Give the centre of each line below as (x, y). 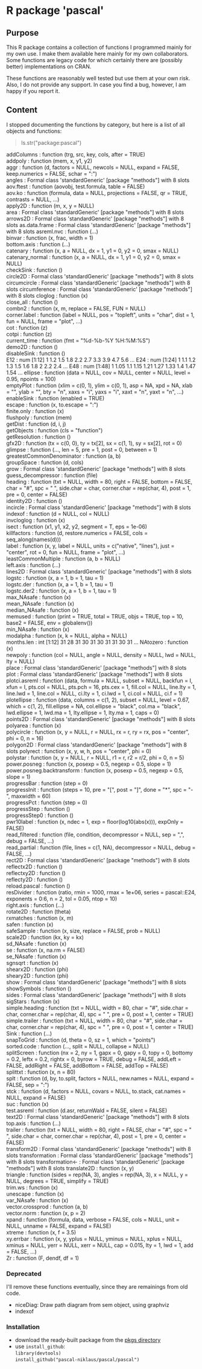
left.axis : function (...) (33, 565)
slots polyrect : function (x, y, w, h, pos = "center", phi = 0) (79, 751)
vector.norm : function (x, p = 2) (46, 1213)
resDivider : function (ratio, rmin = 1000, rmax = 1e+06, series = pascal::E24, (101, 892)
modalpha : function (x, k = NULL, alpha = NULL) (67, 635)
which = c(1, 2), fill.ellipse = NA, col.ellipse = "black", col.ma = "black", (94, 706)
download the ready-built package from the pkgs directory (88, 1340)
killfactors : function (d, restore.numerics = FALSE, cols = (77, 533)
